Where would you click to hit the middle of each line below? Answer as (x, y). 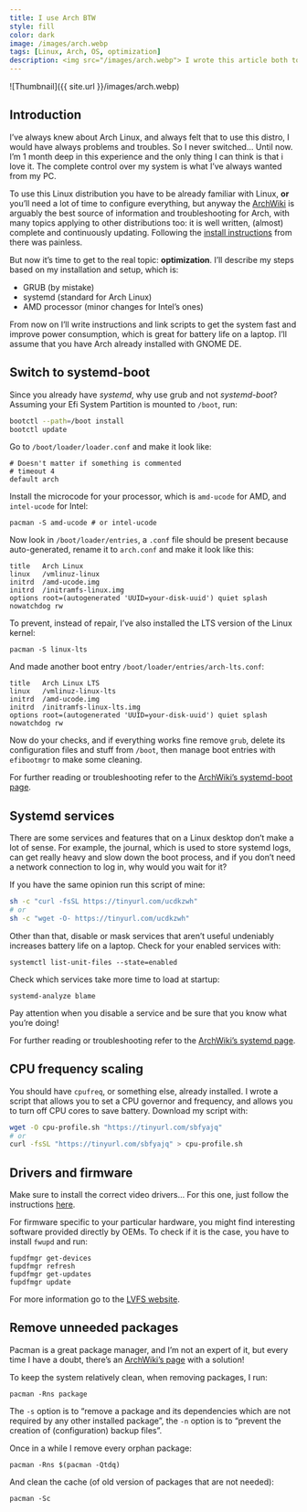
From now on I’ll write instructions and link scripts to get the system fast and (153, 324)
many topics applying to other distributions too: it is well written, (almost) (147, 222)
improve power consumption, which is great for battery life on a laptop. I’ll (148, 333)
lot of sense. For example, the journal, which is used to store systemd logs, (150, 848)
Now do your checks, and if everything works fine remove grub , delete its (148, 740)
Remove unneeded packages (94, 1328)
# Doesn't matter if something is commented (95, 464)
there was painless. (46, 242)
